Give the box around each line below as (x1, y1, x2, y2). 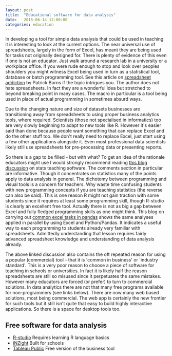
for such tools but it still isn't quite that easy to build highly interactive (5, 301, 152, 307)
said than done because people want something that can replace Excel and (5, 128, 164, 134)
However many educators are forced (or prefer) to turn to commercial (5, 278, 152, 285)
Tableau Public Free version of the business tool (12, 345, 114, 352)
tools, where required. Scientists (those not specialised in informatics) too (5, 117, 162, 123)
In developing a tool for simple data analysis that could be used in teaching (5, 36, 164, 42)
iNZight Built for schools (12, 340, 64, 346)
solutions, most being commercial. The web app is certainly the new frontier (5, 295, 166, 301)
